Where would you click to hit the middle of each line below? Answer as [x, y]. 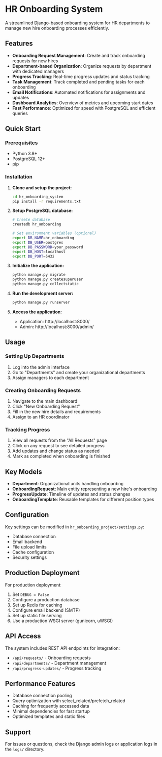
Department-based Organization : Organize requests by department [82, 66]
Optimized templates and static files [49, 716]
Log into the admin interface [41, 367]
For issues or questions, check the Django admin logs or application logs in [81, 744]
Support [18, 732]
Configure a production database [46, 599]
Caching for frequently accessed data [51, 706]
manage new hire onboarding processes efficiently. [57, 28]
